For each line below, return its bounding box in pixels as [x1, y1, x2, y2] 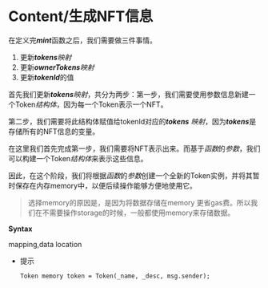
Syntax [8, 224, 33, 233]
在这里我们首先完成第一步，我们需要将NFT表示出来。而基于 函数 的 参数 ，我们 [8, 144, 261, 153]
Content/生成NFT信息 [8, 7, 154, 26]
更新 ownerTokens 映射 [19, 62, 94, 72]
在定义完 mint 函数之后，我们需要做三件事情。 [8, 35, 158, 45]
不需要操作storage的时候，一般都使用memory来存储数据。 [42, 208, 235, 217]
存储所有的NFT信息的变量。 [8, 126, 100, 136]
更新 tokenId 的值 [19, 72, 74, 82]
